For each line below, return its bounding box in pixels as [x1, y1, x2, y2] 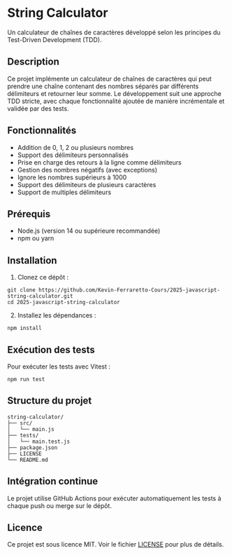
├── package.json [7, 444, 58, 451]
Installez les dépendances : [17, 311, 96, 320]
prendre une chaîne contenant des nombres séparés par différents [7, 82, 199, 90]
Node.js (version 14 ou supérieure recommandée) [17, 226, 161, 235]
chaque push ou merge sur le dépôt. [7, 501, 112, 509]
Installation [7, 254, 57, 266]
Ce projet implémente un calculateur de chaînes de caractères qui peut [7, 74, 212, 83]
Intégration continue [7, 475, 99, 488]
